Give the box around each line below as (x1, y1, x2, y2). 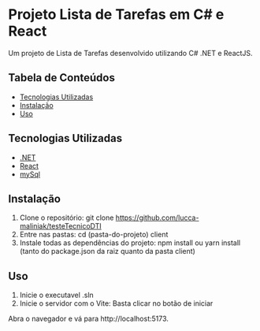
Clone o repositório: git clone (19, 213, 114, 222)
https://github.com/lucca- (115, 213, 199, 222)
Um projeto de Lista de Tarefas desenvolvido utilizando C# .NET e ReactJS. (8, 48, 254, 58)
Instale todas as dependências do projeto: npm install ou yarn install (19, 238, 241, 247)
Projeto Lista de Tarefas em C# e (8, 6, 225, 24)
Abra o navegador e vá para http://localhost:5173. (8, 314, 169, 324)
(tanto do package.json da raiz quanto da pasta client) (19, 247, 195, 256)
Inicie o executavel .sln (19, 290, 95, 300)
